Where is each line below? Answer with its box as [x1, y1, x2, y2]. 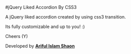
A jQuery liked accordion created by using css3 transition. [5, 14, 126, 19]
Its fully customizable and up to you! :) [5, 23, 85, 29]
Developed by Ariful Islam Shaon [5, 43, 75, 49]
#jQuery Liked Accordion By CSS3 [5, 4, 77, 10]
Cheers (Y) [5, 33, 28, 39]
